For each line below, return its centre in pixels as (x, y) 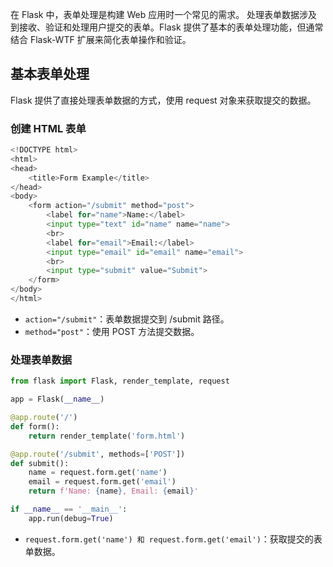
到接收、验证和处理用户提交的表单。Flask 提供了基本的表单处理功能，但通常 (167, 27)
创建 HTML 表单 (48, 128)
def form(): (35, 426)
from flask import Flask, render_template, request (120, 381)
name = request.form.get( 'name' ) (98, 473)
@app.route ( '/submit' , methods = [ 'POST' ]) (98, 454)
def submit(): (40, 463)
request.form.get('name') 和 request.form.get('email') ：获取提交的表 (173, 539)
